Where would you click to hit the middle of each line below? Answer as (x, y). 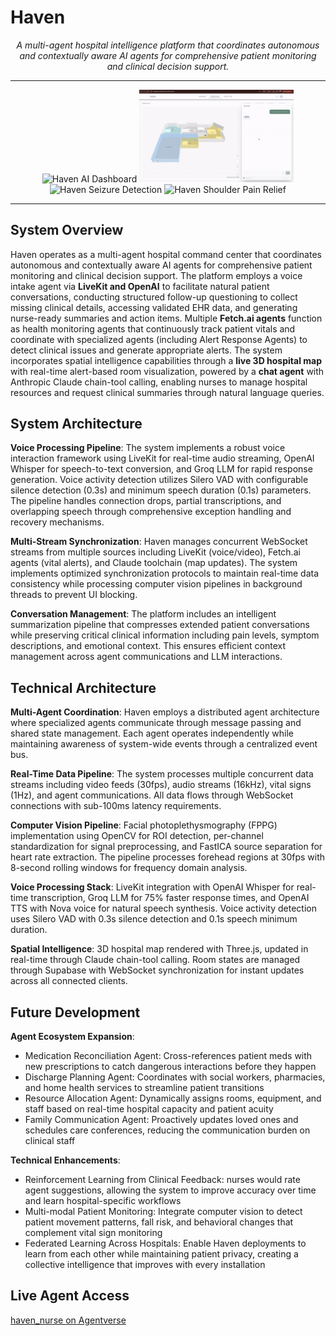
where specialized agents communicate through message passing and (156, 723)
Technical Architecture (83, 687)
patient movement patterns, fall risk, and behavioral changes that (159, 1222)
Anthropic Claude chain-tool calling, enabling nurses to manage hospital (159, 382)
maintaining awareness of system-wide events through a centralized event (164, 744)
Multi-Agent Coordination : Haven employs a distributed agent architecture (165, 712)
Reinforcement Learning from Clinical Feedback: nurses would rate (162, 1180)
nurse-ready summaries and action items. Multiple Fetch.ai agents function (166, 318)
